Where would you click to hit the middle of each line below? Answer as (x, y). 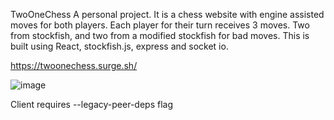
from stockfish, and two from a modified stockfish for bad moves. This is (160, 35)
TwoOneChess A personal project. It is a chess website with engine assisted (167, 14)
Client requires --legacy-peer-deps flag (91, 104)
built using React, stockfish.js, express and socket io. (119, 46)
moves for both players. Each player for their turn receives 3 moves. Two (160, 25)
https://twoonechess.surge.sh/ (74, 65)
